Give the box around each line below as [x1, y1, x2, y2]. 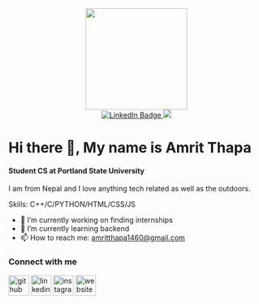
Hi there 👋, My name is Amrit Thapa [8, 139, 252, 157]
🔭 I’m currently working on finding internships [19, 215, 173, 225]
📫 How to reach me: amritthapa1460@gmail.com [19, 233, 185, 242]
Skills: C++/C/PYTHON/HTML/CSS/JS [8, 199, 136, 209]
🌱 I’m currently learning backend [19, 224, 130, 233]
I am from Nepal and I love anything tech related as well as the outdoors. [8, 184, 251, 194]
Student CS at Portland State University [8, 165, 145, 175]
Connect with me [8, 256, 77, 268]
